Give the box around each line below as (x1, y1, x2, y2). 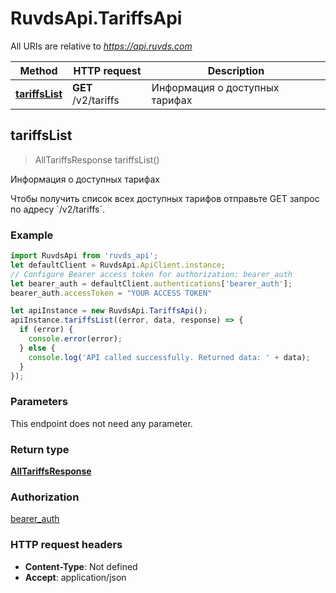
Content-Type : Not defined (24, 560, 138, 572)
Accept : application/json (24, 571, 127, 583)
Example (10, 228, 54, 242)
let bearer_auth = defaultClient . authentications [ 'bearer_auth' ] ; (10, 278, 293, 289)
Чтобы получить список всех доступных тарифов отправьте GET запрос (10, 192, 320, 204)
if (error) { (19, 325, 74, 335)
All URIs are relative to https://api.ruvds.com (10, 40, 193, 52)
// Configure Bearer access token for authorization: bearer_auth (10, 269, 293, 279)
